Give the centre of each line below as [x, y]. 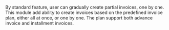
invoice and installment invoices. [40, 23]
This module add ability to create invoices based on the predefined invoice [84, 12]
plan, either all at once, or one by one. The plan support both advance [79, 18]
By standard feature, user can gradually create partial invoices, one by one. [85, 7]
